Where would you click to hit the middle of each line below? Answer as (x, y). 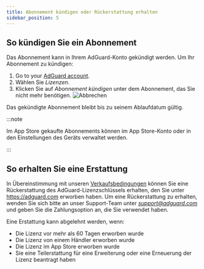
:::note (14, 119)
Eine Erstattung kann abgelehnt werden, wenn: (65, 222)
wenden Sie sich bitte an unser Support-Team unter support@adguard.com (102, 203)
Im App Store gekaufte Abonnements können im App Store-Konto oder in (99, 131)
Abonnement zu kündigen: (40, 64)
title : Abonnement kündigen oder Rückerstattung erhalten (82, 12)
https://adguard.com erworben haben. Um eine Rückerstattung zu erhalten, (102, 197)
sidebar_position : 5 (33, 18)
